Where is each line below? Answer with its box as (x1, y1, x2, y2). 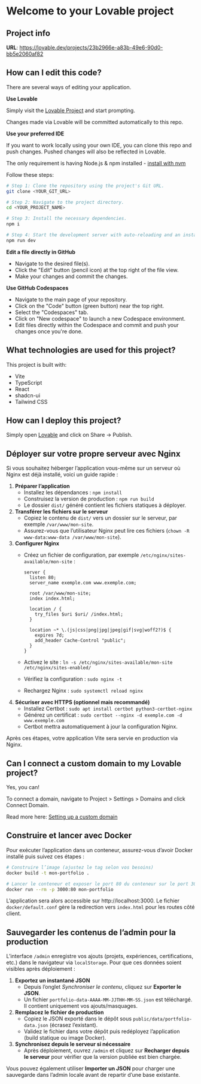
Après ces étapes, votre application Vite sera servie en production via (6, 735, 178, 742)
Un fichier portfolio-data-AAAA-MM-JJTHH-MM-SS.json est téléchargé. (23, 996, 193, 1003)
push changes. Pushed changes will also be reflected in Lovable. (6, 148, 166, 155)
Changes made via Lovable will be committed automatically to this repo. (6, 118, 184, 125)
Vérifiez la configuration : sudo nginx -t (23, 675, 123, 683)
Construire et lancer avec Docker (6, 831, 132, 841)
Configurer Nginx (14, 540, 60, 547)
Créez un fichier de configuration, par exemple (23, 551, 139, 558)
